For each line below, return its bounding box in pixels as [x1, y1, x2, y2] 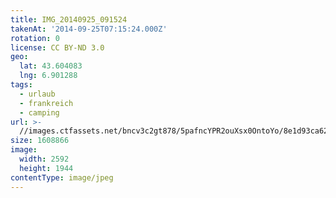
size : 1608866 [10, 136, 70, 146]
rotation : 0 [10, 33, 60, 43]
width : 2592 [19, 154, 70, 164]
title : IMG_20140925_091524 [10, 14, 128, 25]
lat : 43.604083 [19, 61, 83, 71]
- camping [19, 107, 60, 118]
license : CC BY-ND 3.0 [10, 42, 105, 53]
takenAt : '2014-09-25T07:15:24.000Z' [10, 24, 168, 34]
